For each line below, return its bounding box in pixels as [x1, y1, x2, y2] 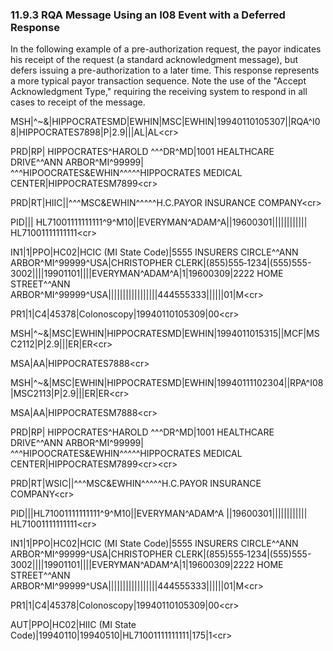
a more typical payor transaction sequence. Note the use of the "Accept [10, 75, 307, 87]
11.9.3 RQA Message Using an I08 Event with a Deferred [10, 8, 286, 22]
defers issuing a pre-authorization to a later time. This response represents [10, 64, 320, 77]
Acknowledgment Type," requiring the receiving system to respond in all [10, 86, 308, 98]
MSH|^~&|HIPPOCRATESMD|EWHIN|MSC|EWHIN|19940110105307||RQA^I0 [10, 116, 321, 128]
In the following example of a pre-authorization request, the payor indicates [10, 43, 322, 55]
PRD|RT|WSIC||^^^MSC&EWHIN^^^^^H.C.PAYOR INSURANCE [10, 478, 262, 490]
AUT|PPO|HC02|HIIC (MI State [10, 619, 137, 631]
